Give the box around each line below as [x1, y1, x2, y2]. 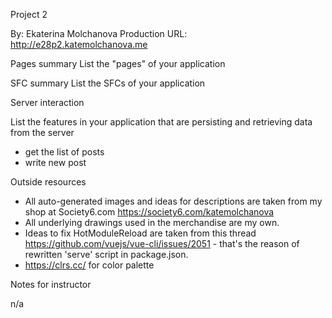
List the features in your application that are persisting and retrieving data [10, 116, 313, 128]
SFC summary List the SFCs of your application [10, 77, 206, 89]
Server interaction [10, 97, 85, 108]
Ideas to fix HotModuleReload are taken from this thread [24, 227, 257, 239]
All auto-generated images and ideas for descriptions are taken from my [24, 195, 323, 207]
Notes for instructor [10, 279, 92, 290]
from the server [10, 127, 75, 138]
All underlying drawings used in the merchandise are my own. [24, 217, 280, 228]
